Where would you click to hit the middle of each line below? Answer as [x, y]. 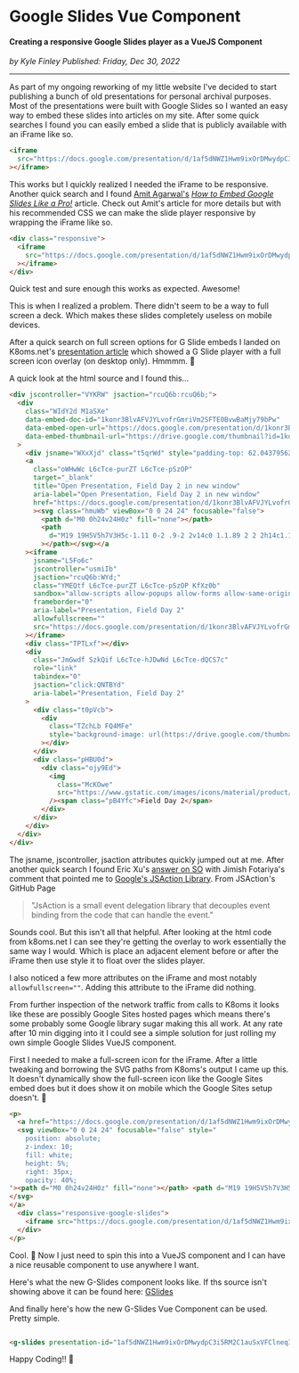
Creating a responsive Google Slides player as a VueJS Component [136, 41]
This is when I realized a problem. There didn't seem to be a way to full [139, 306]
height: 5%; [47, 1163]
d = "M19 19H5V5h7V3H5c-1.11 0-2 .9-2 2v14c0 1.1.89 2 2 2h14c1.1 [170, 536]
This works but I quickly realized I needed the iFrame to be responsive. [139, 185]
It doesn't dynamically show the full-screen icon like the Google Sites [136, 1078]
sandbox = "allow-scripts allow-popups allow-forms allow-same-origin [162, 594]
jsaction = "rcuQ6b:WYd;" [77, 577]
